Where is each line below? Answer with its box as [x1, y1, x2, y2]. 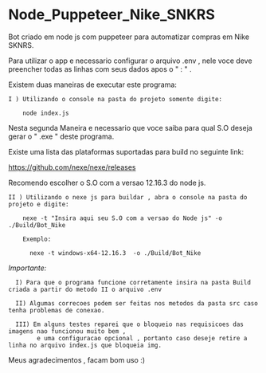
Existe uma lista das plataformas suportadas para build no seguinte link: [8, 147, 244, 156]
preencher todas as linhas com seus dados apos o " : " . [8, 64, 193, 73]
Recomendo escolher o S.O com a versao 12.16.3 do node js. [8, 178, 206, 187]
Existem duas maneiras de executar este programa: [8, 80, 178, 89]
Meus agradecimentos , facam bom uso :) [8, 355, 146, 364]
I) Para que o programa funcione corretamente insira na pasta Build [15, 278, 251, 286]
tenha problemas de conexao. [8, 306, 105, 314]
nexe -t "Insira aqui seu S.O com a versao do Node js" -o [22, 214, 223, 222]
